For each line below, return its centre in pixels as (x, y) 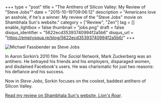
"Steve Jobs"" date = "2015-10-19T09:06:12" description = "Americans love (80, 12)
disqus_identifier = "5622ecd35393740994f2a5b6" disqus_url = (69, 32)
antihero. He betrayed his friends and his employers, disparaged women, (78, 61)
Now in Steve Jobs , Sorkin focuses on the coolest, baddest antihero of (76, 81)
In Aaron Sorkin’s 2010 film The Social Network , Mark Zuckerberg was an (78, 56)
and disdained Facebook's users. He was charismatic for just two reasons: (80, 66)
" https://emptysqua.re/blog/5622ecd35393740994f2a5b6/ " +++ (70, 38)
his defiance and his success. (35, 71)
